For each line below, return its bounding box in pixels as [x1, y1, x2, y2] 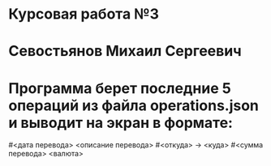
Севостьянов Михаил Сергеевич [8, 42, 242, 61]
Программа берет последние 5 [8, 79, 231, 97]
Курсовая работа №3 [8, 5, 160, 23]
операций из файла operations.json [8, 96, 260, 114]
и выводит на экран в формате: [8, 113, 234, 132]
